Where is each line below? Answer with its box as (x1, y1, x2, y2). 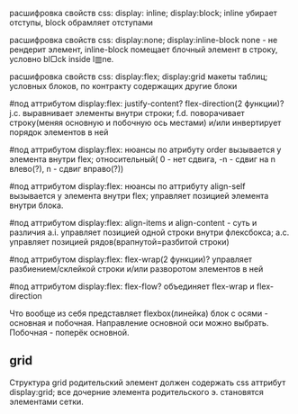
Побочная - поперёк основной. (9, 328, 130, 337)
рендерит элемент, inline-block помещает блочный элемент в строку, (9, 44, 278, 55)
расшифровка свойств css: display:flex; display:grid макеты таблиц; (9, 71, 268, 82)
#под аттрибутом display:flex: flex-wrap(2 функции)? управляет (9, 254, 253, 265)
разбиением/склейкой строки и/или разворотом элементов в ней (9, 264, 264, 274)
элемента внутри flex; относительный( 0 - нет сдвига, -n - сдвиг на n (9, 154, 276, 165)
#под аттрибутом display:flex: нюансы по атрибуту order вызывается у (9, 144, 282, 155)
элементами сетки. (9, 396, 84, 407)
